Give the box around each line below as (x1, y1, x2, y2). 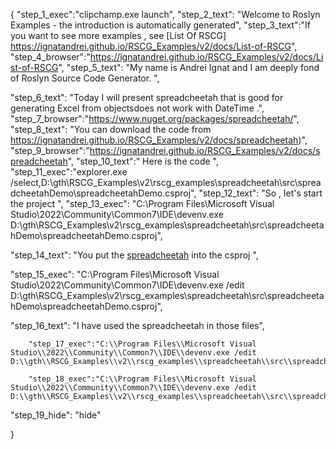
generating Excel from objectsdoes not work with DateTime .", (10, 102, 265, 114)
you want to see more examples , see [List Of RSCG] (10, 30, 227, 41)
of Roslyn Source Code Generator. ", (10, 72, 160, 84)
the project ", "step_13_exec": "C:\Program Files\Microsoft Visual (10, 198, 275, 209)
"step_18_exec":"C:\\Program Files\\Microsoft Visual (28, 374, 257, 384)
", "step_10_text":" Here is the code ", (67, 155, 219, 167)
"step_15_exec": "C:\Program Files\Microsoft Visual (10, 269, 220, 280)
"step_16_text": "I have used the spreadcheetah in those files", (10, 320, 265, 331)
